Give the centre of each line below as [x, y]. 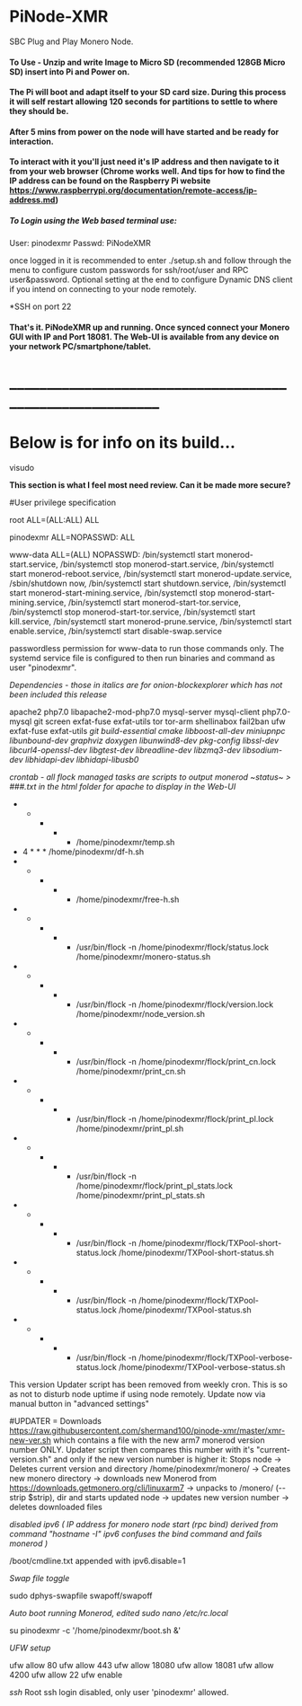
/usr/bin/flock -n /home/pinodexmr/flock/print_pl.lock [175, 1119]
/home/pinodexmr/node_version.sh [140, 1014]
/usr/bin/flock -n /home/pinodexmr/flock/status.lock [173, 947]
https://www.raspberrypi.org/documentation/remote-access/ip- [133, 190]
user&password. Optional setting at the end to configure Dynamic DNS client [151, 279]
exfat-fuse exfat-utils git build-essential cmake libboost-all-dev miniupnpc [147, 731]
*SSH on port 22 [40, 306]
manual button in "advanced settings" [80, 1404]
